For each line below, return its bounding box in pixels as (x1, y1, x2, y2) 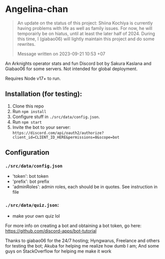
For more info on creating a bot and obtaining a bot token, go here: (5, 223, 142, 229)
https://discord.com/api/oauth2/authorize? (12, 130, 104, 135)
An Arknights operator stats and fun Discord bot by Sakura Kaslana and (5, 60, 152, 66)
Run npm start (12, 119, 42, 125)
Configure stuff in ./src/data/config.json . (12, 114, 100, 120)
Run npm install (12, 108, 47, 114)
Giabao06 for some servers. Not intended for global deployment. (5, 66, 138, 72)
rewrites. (17, 41, 36, 47)
